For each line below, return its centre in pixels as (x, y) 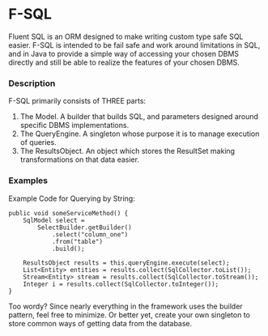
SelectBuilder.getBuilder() (85, 228)
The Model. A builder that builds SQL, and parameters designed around (139, 117)
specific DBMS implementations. (74, 125)
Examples (28, 181)
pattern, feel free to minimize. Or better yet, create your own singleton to (130, 315)
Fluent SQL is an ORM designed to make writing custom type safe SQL (126, 36)
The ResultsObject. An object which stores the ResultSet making (128, 151)
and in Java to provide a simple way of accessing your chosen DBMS (124, 53)
